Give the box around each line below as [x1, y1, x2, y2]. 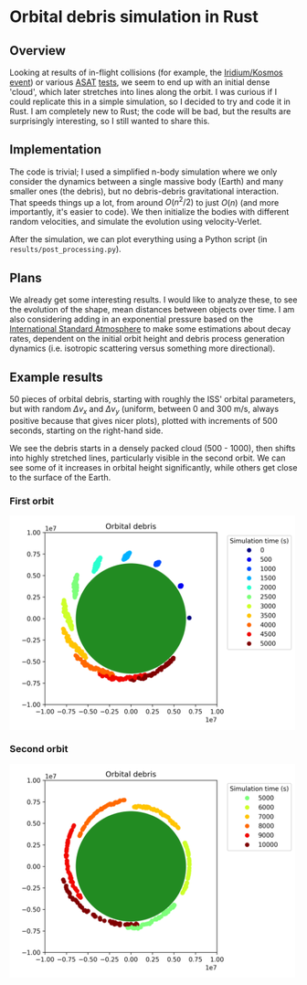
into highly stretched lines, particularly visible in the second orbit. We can [9, 452, 286, 463]
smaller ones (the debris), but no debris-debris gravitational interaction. [9, 185, 279, 196]
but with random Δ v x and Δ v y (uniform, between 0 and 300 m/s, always [9, 404, 280, 417]
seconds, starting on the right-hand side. [9, 425, 164, 436]
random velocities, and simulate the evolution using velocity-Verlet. [9, 217, 262, 228]
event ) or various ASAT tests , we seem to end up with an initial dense [9, 77, 270, 88]
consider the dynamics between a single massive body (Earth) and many [9, 175, 284, 186]
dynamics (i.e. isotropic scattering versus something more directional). [9, 343, 276, 354]
